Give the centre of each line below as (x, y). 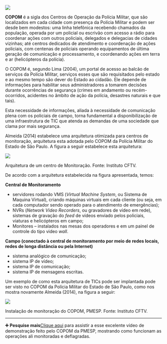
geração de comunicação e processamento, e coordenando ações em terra (83, 54)
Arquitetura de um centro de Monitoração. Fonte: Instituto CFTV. (71, 165)
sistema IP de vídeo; (33, 261)
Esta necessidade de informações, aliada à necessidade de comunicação (80, 110)
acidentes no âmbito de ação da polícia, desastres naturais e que (94, 95)
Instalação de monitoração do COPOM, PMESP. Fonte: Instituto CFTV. (77, 311)
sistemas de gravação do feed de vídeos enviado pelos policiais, (79, 216)
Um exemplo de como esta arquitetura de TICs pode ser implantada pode (80, 282)
